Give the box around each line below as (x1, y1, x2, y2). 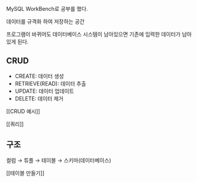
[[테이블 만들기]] (6, 169, 45, 177)
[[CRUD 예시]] (6, 107, 40, 115)
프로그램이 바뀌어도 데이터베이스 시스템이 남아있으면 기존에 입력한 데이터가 (6, 31, 181, 38)
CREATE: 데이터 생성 (14, 72, 64, 80)
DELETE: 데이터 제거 (14, 95, 64, 102)
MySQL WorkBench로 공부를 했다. (6, 5, 88, 12)
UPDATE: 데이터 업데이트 (14, 87, 74, 95)
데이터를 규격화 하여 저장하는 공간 (6, 18, 85, 25)
